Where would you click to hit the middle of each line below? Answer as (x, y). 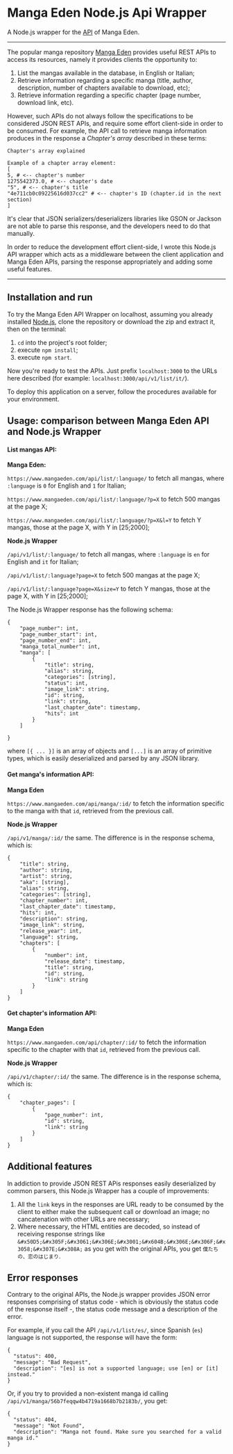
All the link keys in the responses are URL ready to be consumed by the (120, 1204)
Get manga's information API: (51, 774)
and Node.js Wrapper (54, 432)
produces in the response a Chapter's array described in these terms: (107, 138)
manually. (21, 233)
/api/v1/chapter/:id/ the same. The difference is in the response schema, (114, 1076)
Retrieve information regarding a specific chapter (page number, (109, 95)
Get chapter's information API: (52, 1013)
